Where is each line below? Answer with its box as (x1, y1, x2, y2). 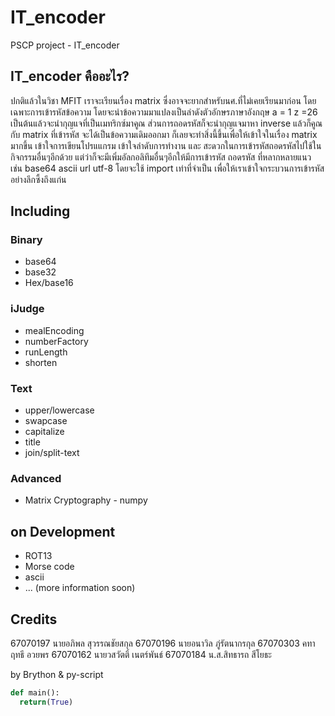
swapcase (24, 415, 68, 427)
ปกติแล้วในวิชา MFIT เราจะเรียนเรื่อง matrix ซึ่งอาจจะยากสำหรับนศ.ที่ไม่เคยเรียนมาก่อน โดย (10, 94, 317, 106)
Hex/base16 (24, 277, 74, 289)
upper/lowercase (24, 404, 95, 416)
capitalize (24, 426, 65, 438)
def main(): (10, 687, 60, 698)
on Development (10, 523, 116, 540)
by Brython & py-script (10, 668, 104, 680)
